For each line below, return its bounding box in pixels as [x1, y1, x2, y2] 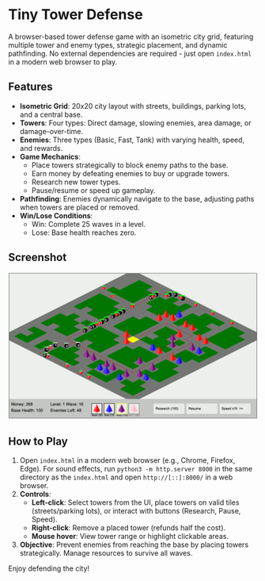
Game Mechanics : [19, 152, 81, 161]
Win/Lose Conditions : [19, 210, 93, 220]
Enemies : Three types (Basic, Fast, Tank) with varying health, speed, [19, 135, 245, 144]
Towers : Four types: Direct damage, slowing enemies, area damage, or [19, 117, 252, 128]
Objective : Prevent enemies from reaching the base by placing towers [19, 540, 249, 549]
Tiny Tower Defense [8, 6, 144, 24]
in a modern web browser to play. [8, 57, 118, 67]
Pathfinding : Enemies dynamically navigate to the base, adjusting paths [19, 194, 255, 203]
